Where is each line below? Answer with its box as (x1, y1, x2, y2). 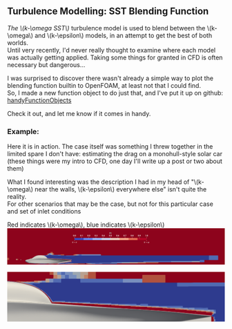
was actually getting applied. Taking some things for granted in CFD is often (7, 53, 223, 62)
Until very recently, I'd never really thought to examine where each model (7, 46, 216, 54)
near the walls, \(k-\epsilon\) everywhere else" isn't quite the (34, 185, 207, 194)
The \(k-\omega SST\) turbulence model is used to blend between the (7, 23, 206, 32)
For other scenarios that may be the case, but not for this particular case (7, 200, 214, 208)
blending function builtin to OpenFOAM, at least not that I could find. (7, 81, 202, 89)
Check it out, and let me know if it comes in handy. (7, 109, 151, 117)
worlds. (7, 38, 29, 47)
